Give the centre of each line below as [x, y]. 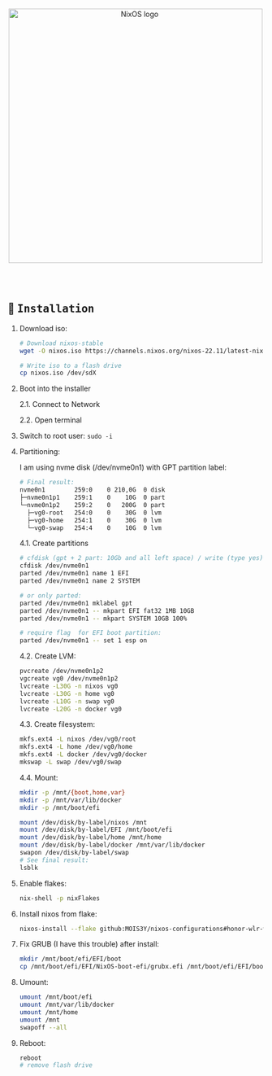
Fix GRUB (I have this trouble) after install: [89, 944]
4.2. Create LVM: [47, 656]
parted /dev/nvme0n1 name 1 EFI [74, 574]
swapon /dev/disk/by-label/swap [74, 853]
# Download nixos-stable [61, 343]
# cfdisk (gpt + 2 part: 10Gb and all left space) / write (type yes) [141, 558]
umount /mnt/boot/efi [56, 997]
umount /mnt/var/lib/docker [67, 1005]
